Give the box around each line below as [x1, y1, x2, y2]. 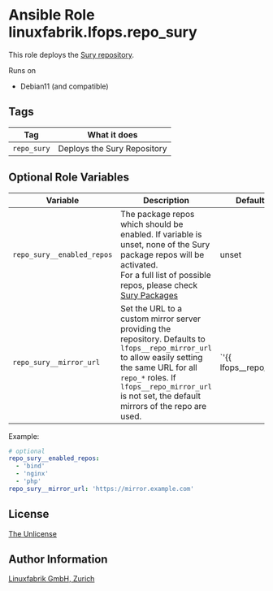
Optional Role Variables [8, 171, 130, 185]
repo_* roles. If [120, 372, 176, 383]
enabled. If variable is [120, 228, 202, 240]
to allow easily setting [120, 351, 203, 363]
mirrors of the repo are [120, 400, 207, 411]
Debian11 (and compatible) [19, 81, 109, 91]
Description [143, 194, 189, 206]
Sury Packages [120, 289, 179, 301]
